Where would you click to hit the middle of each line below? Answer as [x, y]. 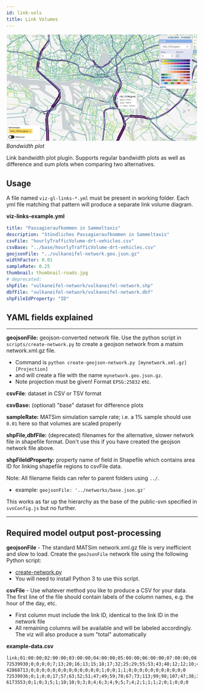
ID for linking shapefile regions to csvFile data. [64, 466]
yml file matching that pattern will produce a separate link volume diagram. [100, 205]
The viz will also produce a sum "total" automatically [81, 635]
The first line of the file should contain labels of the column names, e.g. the [100, 597]
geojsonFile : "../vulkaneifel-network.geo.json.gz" [73, 254]
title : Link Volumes [32, 19]
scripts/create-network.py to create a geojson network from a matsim [95, 344]
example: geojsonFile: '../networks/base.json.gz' [80, 490]
